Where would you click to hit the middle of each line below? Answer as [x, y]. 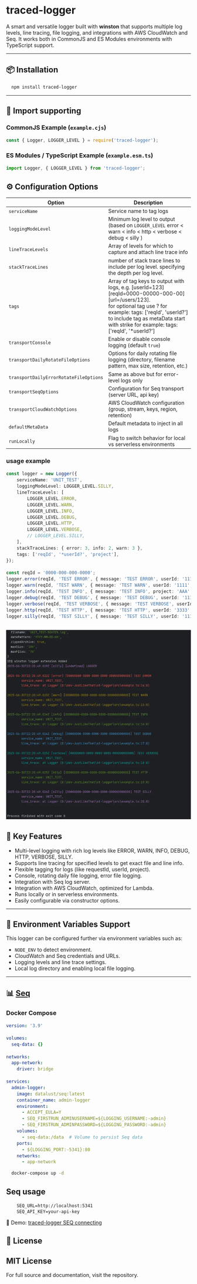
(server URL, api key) [134, 394]
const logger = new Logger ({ [42, 474]
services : [18, 1082]
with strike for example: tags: [143, 325]
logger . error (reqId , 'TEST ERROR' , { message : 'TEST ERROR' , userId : [93, 579]
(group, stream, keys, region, [143, 409]
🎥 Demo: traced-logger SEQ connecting [54, 1222]
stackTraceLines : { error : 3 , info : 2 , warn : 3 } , [80, 548]
